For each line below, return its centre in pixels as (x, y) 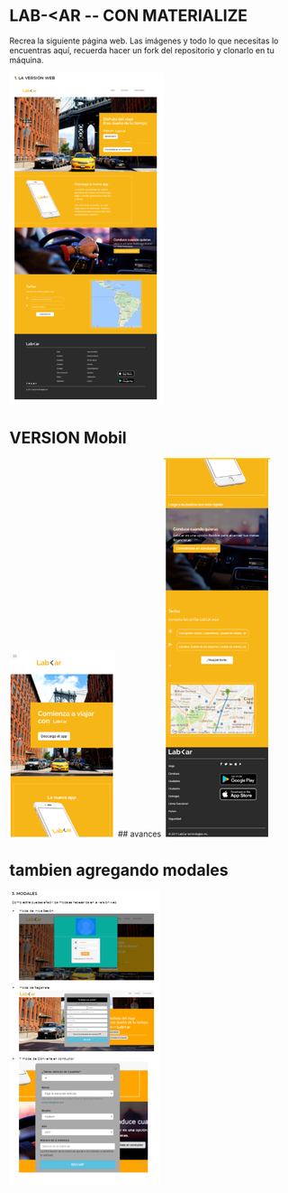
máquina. (27, 60)
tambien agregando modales (119, 870)
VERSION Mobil (68, 438)
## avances (139, 834)
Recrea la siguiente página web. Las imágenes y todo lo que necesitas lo (144, 41)
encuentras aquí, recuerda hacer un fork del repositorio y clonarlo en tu (142, 50)
